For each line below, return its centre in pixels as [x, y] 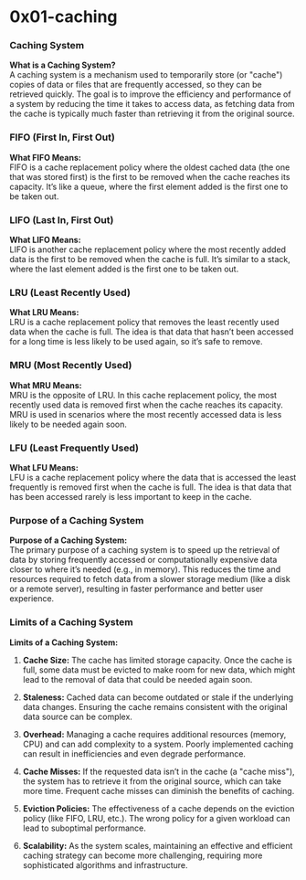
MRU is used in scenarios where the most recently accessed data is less [146, 414]
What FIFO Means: [46, 157]
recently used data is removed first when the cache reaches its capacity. [146, 405]
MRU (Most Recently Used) [71, 366]
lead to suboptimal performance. [84, 828]
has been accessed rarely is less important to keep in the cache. [131, 496]
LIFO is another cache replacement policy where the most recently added [148, 249]
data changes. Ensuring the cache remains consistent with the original [155, 706]
